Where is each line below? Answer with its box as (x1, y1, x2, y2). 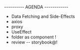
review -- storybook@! (11, 39, 58, 45)
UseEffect (11, 29, 32, 34)
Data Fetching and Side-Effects (11, 14, 75, 19)
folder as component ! (11, 34, 57, 40)
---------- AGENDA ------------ (4, 4, 69, 10)
